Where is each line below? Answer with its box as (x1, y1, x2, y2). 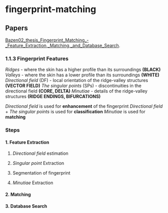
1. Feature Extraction (5, 139, 49, 145)
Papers (5, 24, 28, 32)
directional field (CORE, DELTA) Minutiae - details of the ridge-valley (5, 88, 148, 94)
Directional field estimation (12, 150, 69, 156)
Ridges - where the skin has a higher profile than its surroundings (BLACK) (5, 67, 161, 73)
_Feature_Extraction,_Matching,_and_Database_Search (5, 42, 120, 49)
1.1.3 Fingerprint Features (5, 55, 69, 62)
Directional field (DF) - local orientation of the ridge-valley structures (5, 77, 148, 83)
